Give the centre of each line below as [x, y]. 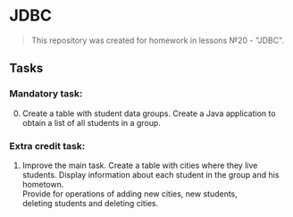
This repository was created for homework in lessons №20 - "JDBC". [157, 40]
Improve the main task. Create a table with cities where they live [140, 165]
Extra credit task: [47, 146]
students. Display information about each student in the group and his [151, 174]
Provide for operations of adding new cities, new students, [130, 194]
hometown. [43, 184]
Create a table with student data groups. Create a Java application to [149, 113]
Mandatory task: [46, 94]
